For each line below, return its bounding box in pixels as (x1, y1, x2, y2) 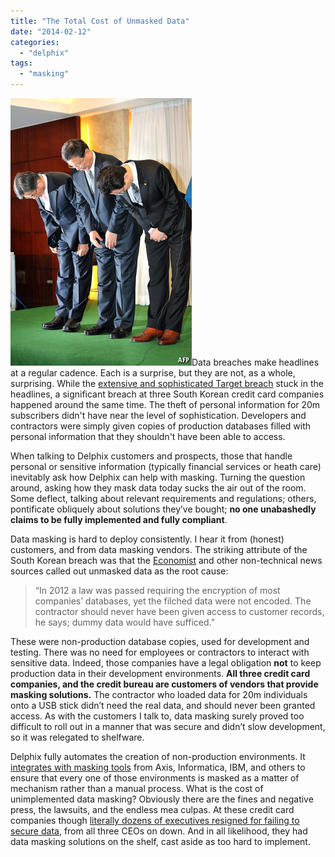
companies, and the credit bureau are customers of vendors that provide (10, 678, 319, 690)
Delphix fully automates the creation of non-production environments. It (10, 751, 306, 762)
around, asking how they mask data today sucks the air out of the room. (10, 482, 307, 494)
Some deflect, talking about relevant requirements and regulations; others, (10, 493, 317, 504)
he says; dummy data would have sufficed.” (34, 616, 215, 628)
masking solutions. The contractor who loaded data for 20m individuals (10, 689, 308, 700)
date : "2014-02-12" (10, 26, 92, 37)
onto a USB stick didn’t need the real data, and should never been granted (10, 700, 316, 711)
